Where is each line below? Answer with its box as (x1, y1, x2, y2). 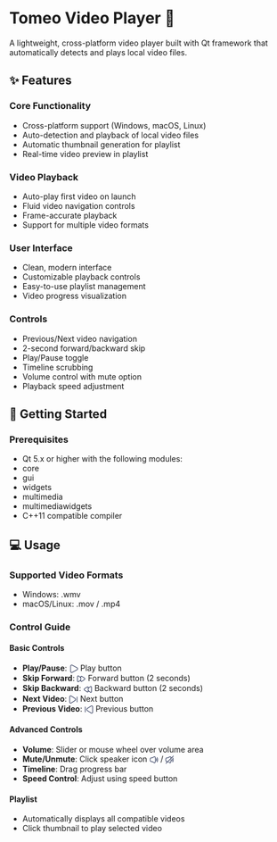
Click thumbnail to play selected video (21, 823, 163, 834)
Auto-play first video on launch (21, 191, 136, 202)
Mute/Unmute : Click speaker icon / (21, 754, 164, 764)
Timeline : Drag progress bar (21, 763, 127, 775)
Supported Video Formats (9, 569, 124, 581)
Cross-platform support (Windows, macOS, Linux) (21, 120, 207, 130)
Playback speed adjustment (21, 380, 125, 391)
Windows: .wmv (21, 588, 82, 599)
